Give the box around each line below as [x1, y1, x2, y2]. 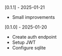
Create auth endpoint [12, 34, 57, 40]
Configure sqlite [12, 45, 46, 50]
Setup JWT [12, 39, 36, 45]
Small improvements [12, 14, 55, 20]
